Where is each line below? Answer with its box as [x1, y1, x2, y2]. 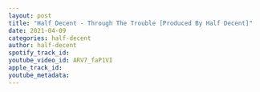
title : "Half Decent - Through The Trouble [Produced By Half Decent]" [8, 19, 253, 27]
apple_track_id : [8, 64, 63, 72]
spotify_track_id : [8, 49, 70, 57]
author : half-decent [8, 42, 78, 50]
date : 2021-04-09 [8, 26, 67, 34]
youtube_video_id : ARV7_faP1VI [8, 57, 113, 65]
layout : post [8, 11, 52, 20]
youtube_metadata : [8, 71, 70, 79]
